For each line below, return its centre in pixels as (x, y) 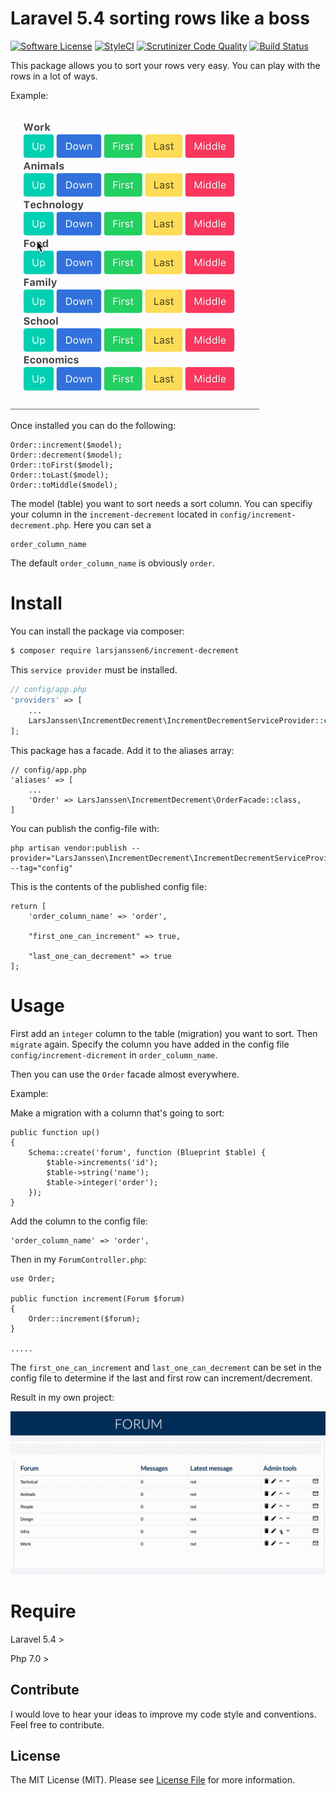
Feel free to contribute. (57, 1724)
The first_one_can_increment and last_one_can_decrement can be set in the (166, 1368)
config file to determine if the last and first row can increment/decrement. (161, 1378)
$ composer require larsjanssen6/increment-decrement (125, 650)
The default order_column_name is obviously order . (112, 563)
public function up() (55, 1133)
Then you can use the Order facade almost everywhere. (125, 1074)
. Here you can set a (110, 524)
